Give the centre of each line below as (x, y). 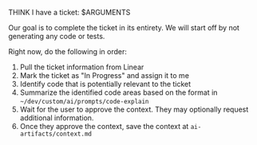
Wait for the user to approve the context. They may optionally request (134, 109)
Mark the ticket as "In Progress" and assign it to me (105, 75)
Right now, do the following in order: (68, 51)
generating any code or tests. (57, 36)
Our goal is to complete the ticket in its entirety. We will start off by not (124, 27)
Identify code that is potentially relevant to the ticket (105, 84)
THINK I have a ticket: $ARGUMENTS (69, 12)
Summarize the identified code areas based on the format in (119, 92)
